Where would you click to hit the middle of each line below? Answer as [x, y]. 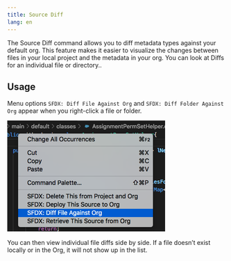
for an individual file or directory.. [54, 65]
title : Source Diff [35, 15]
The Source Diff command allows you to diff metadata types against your [112, 42]
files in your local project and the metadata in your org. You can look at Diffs [116, 57]
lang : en [20, 22]
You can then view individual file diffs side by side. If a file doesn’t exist [109, 243]
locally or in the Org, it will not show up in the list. [77, 250]
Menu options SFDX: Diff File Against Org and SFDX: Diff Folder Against [115, 104]
